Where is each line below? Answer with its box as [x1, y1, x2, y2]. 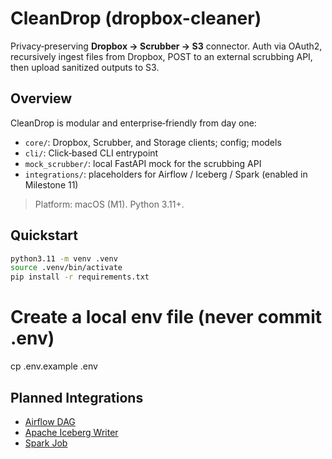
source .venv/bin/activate [10, 263, 123, 273]
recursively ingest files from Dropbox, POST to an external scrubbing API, [10, 50, 313, 62]
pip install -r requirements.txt [10, 272, 150, 282]
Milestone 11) [24, 178, 79, 191]
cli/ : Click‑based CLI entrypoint [24, 147, 159, 159]
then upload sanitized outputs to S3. [10, 61, 160, 73]
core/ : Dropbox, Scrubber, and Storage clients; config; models [24, 136, 282, 148]
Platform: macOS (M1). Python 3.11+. [34, 198, 185, 210]
